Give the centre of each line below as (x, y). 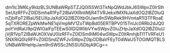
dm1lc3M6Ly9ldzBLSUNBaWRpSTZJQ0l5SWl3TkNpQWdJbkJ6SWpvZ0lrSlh (85, 7)
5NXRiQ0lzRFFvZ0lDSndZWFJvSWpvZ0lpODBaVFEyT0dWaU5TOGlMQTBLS (85, 39)
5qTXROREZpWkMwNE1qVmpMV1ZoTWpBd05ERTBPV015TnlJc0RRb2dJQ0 (85, 23)
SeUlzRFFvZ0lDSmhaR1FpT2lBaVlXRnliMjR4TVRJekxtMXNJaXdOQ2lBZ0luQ (85, 13)
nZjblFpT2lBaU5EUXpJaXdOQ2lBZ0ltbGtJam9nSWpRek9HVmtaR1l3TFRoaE (84, 18)
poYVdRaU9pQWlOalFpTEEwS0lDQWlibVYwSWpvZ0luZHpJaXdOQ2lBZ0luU (85, 29)
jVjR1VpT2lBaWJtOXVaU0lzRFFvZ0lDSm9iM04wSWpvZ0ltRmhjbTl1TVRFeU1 (84, 34)
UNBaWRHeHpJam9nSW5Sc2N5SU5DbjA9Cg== (57, 45)
